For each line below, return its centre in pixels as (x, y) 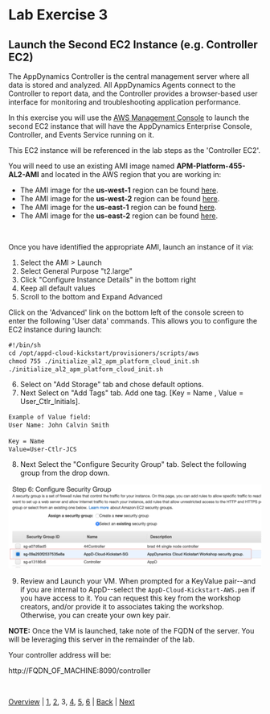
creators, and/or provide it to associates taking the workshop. (122, 607)
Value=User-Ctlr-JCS (43, 449)
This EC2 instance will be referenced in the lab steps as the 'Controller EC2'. (135, 150)
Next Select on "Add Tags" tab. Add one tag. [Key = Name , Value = (131, 393)
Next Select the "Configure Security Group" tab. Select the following (133, 464)
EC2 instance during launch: (55, 329)
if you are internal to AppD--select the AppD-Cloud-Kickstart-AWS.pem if (137, 590)
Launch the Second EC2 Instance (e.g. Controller (133, 45)
